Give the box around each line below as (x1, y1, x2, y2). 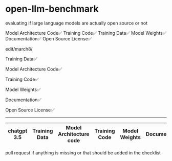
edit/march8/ (5, 45, 33, 52)
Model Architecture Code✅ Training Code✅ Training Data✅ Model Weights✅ (5, 30, 167, 36)
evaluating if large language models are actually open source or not (5, 20, 147, 26)
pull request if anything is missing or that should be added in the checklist (5, 149, 161, 156)
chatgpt (8, 127, 28, 134)
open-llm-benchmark (5, 3, 99, 15)
